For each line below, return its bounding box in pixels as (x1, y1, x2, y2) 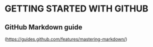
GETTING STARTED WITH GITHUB (4, 3, 148, 14)
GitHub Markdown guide (4, 23, 83, 31)
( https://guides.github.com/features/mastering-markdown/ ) (4, 36, 127, 42)
